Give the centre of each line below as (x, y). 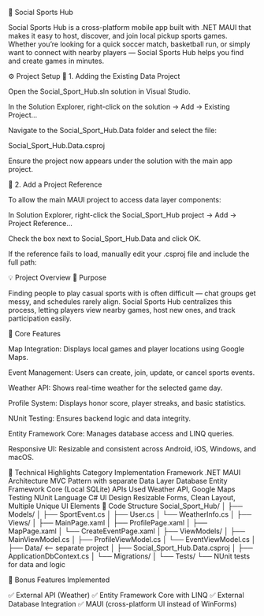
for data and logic (37, 564)
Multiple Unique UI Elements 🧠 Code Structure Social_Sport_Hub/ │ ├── (125, 506)
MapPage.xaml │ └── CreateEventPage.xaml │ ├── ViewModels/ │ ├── (127, 531)
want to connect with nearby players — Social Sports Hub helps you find (126, 52)
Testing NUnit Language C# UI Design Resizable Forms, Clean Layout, (122, 497)
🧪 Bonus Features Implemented (59, 580)
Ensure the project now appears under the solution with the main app (120, 161)
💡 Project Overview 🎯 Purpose (58, 277)
